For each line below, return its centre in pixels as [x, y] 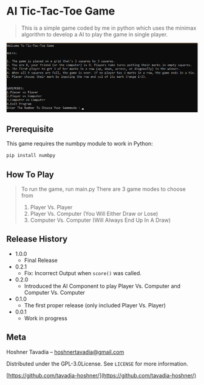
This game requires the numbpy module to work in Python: [80, 144]
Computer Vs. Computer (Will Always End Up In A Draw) [100, 220]
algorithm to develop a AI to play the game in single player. [94, 34]
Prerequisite [30, 129]
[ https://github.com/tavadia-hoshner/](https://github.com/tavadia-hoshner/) [101, 375]
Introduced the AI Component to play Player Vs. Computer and [102, 286]
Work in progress [46, 318]
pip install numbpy [31, 156]
